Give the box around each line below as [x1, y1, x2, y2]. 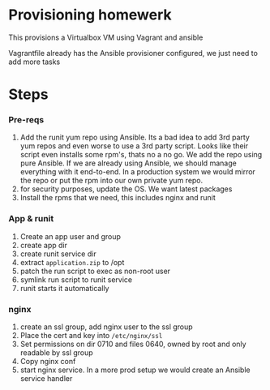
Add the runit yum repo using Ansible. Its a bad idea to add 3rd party [19, 132, 250, 143]
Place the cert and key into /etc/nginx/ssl [19, 331, 163, 341]
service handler [19, 374, 73, 384]
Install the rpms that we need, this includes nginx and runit [19, 193, 216, 203]
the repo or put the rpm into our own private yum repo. [19, 176, 204, 186]
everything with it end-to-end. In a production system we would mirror [19, 167, 255, 177]
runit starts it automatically [19, 283, 109, 293]
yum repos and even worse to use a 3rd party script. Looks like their [19, 141, 249, 151]
